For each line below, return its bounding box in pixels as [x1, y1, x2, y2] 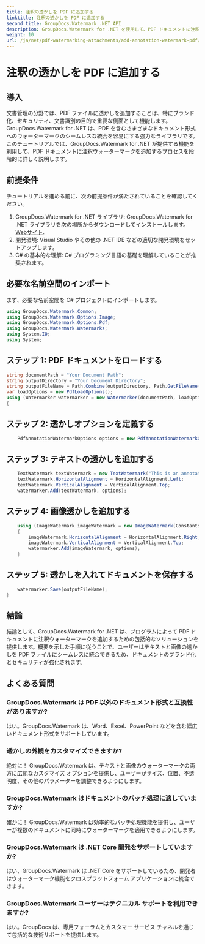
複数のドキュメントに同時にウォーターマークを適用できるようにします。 [16, 826, 198, 833]
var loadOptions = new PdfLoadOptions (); [6, 389, 113, 395]
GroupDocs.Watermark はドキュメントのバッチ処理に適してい [6, 794, 190, 802]
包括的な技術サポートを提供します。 [11, 931, 103, 938]
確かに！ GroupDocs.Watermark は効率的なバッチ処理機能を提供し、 [6, 818, 179, 826]
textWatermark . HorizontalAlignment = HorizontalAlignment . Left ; [17, 476, 184, 483]
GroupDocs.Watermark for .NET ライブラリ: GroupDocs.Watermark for [15, 213, 193, 221]
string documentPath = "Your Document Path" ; [6, 372, 124, 378]
